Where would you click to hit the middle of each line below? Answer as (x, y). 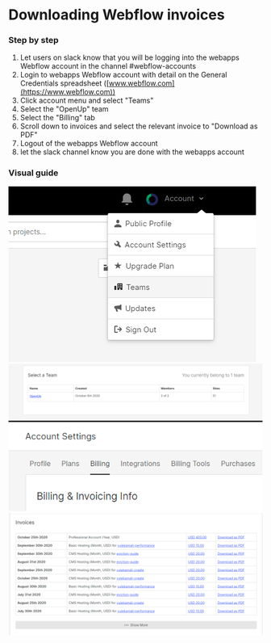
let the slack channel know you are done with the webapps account (132, 152)
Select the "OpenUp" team (64, 109)
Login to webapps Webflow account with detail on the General (123, 75)
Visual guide (33, 173)
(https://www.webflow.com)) (67, 92)
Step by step (33, 40)
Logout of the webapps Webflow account (89, 144)
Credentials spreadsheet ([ (65, 83)
